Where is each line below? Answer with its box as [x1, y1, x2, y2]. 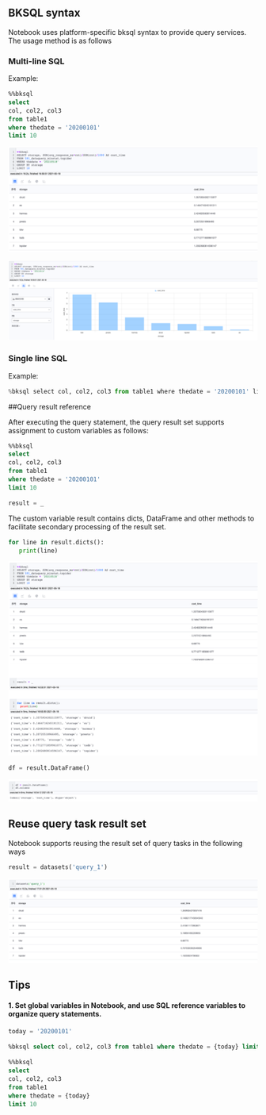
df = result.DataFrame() [8, 763, 90, 772]
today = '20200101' [8, 1028, 73, 1036]
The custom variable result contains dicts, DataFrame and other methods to [8, 513, 255, 523]
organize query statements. [8, 1009, 102, 1018]
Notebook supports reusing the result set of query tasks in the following [8, 838, 243, 848]
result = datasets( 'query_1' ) [8, 863, 108, 871]
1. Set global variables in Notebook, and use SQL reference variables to [8, 1000, 246, 1010]
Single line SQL [8, 353, 68, 364]
